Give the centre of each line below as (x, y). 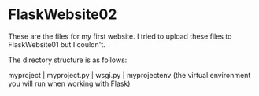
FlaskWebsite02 (63, 15)
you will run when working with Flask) (69, 83)
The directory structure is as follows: (68, 60)
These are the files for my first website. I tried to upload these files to (120, 36)
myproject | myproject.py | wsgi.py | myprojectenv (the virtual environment (129, 75)
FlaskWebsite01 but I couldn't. (57, 44)
